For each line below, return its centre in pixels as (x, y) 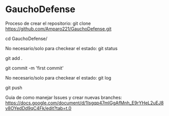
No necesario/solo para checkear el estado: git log (58, 78)
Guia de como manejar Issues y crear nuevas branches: (64, 97)
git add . (14, 58)
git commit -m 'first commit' (34, 68)
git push (14, 88)
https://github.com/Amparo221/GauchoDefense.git (59, 28)
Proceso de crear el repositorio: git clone (48, 23)
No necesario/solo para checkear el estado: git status (62, 48)
